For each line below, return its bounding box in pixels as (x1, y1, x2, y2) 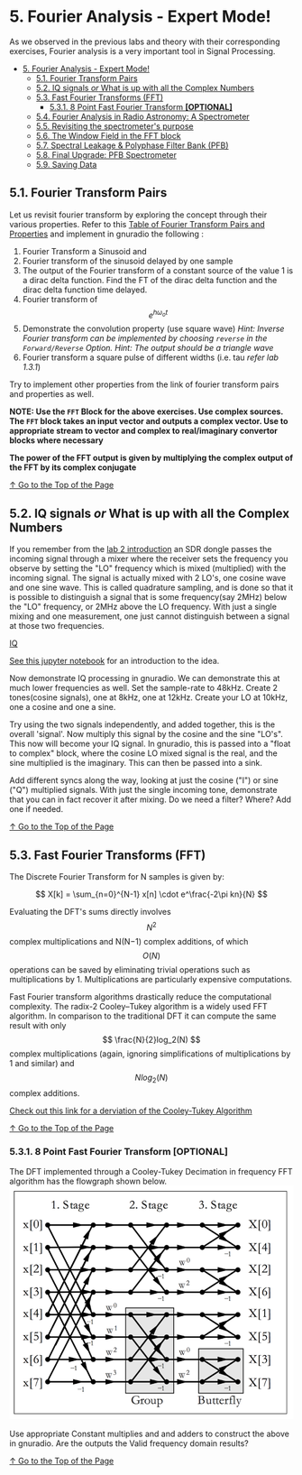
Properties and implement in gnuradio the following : (9, 228, 205, 239)
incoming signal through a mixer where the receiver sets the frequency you (9, 553, 288, 565)
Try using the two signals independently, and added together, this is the (9, 719, 276, 730)
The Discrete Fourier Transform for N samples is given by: (9, 871, 225, 882)
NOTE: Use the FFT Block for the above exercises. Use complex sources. (9, 406, 284, 417)
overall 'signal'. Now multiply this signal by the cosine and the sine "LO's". (9, 729, 284, 740)
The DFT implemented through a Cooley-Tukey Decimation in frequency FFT (9, 1166, 293, 1176)
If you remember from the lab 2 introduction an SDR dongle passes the (9, 544, 272, 555)
